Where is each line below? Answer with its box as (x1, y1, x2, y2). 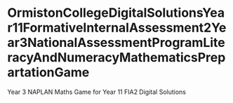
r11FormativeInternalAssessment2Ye (7, 20, 227, 36)
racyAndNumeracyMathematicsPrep (7, 50, 226, 66)
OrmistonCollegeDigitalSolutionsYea (7, 5, 225, 21)
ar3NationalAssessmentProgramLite (7, 35, 226, 50)
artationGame (7, 64, 90, 81)
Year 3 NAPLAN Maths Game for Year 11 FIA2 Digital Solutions (7, 88, 186, 96)
